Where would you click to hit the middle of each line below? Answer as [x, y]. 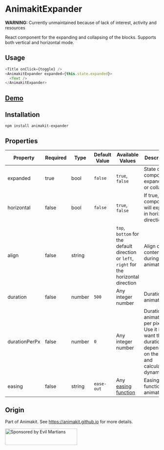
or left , [125, 259]
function [126, 393]
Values [127, 161]
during [151, 259]
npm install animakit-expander [37, 126]
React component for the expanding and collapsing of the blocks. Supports [81, 37]
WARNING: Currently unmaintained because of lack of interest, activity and [81, 23]
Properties [21, 141]
